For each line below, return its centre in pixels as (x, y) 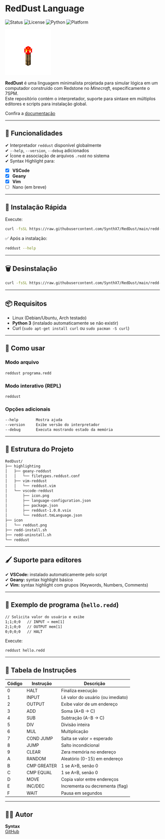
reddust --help (21, 248)
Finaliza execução (79, 690)
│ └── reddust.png (26, 525)
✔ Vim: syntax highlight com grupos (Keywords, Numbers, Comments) (77, 585)
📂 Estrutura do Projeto (39, 449)
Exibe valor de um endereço (89, 704)
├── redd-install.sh (26, 530)
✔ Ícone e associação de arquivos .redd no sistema (57, 156)
